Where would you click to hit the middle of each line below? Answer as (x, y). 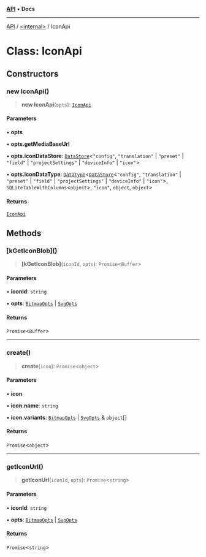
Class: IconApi (44, 51)
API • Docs (21, 9)
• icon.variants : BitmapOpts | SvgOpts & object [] (67, 417)
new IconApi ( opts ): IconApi (56, 104)
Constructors (32, 74)
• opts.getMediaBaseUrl (38, 144)
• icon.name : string (32, 405)
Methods (24, 233)
